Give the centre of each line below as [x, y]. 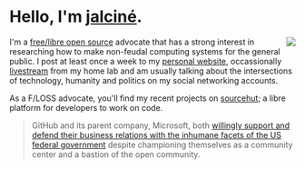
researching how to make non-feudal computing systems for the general [145, 51]
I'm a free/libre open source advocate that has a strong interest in [132, 42]
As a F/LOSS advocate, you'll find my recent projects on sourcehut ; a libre [148, 98]
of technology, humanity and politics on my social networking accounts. [144, 80]
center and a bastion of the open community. [116, 154]
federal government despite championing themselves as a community [162, 144]
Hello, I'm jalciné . [76, 17]
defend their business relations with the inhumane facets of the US [157, 134]
